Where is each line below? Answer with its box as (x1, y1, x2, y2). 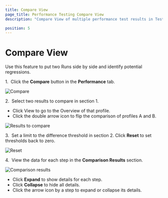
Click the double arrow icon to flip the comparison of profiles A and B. (12, 113, 156, 119)
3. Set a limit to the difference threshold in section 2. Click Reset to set (5, 132, 151, 138)
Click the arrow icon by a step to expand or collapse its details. (12, 187, 142, 193)
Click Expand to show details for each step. (12, 176, 102, 182)
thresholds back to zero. (5, 138, 55, 144)
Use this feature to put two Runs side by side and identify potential (5, 63, 142, 70)
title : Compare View (5, 7, 48, 12)
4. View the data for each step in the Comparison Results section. (5, 157, 143, 163)
